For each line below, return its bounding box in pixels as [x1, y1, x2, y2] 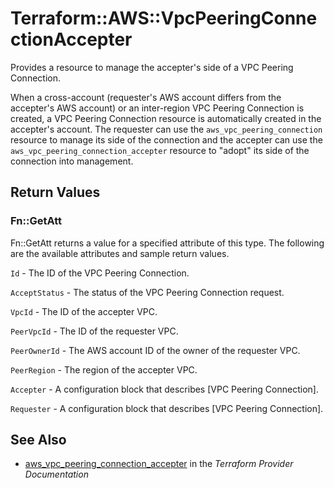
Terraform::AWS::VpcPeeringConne [10, 7, 318, 30]
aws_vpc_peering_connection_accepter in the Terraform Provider [24, 458, 294, 470]
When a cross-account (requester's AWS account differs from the [10, 91, 282, 103]
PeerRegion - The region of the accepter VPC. [10, 363, 198, 376]
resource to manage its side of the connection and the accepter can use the [10, 133, 323, 146]
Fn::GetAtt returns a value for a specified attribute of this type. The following [10, 237, 325, 249]
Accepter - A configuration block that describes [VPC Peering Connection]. [10, 383, 319, 395]
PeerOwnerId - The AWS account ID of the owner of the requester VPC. [10, 344, 301, 356]
